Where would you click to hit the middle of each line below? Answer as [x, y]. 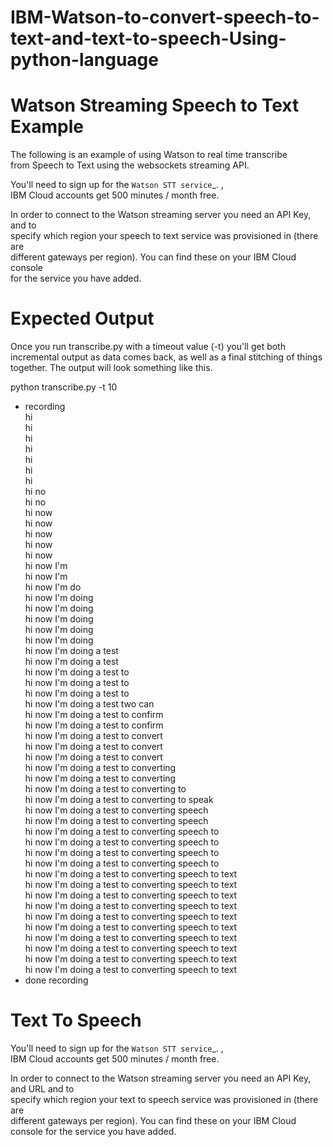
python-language [84, 60]
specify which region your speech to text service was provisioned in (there [164, 236]
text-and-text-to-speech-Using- [148, 38]
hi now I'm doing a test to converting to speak [119, 800]
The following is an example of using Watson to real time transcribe [149, 155]
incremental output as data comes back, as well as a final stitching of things [166, 357]
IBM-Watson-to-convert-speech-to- [165, 17]
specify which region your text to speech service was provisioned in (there [164, 1099]
